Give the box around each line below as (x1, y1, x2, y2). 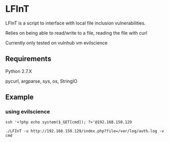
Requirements (5, 55, 51, 63)
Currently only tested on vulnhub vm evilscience (5, 39, 108, 46)
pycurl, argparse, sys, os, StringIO (5, 78, 78, 84)
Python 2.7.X (5, 68, 32, 74)
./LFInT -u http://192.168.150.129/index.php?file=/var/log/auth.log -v (5, 129, 164, 134)
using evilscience (5, 108, 50, 115)
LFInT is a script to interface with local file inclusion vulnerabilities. (5, 20, 146, 26)
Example (5, 93, 34, 102)
